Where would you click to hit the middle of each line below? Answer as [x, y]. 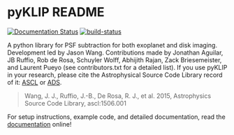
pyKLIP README [56, 12]
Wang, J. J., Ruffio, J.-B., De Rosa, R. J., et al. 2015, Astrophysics [118, 96]
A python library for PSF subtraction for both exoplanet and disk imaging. [112, 45]
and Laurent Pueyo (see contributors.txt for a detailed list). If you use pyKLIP [117, 67]
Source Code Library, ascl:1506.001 [75, 103]
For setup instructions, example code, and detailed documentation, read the [116, 117]
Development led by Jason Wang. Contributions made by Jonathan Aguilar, [115, 52]
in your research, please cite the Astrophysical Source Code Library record [115, 75]
